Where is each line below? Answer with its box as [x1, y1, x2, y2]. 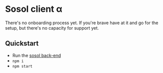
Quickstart [5, 39, 39, 48]
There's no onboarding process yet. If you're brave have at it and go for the [5, 20, 159, 26]
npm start [12, 64, 33, 69]
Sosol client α [5, 3, 63, 15]
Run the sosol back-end [12, 52, 61, 58]
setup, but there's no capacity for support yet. [5, 25, 99, 31]
